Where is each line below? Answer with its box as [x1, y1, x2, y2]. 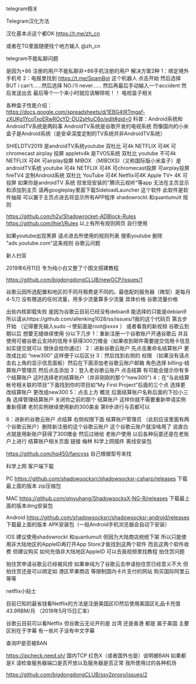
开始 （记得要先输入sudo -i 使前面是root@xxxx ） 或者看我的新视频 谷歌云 [6, 323, 184, 329]
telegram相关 [6, 5, 38, 12]
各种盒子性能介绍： [6, 102, 53, 108]
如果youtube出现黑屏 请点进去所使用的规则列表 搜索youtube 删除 [6, 232, 163, 239]
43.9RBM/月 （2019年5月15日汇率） [6, 607, 92, 614]
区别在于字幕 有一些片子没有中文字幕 [6, 627, 95, 634]
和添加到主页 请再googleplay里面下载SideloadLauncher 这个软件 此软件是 [6, 186, 184, 193]
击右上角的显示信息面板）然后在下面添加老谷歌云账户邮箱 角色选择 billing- [6, 359, 185, 366]
